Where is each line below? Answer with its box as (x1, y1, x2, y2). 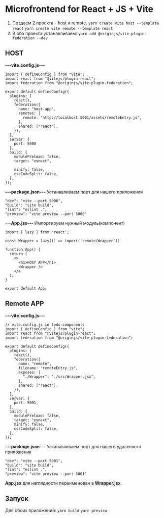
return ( (9, 251, 28, 256)
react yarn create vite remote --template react (12, 26, 113, 31)
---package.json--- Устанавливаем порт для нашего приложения (5, 189, 143, 195)
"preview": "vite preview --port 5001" (5, 471, 87, 476)
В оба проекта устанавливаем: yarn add (12, 30, 96, 36)
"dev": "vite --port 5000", (5, 198, 63, 204)
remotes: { (18, 110, 41, 116)
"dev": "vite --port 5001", (5, 458, 63, 464)
